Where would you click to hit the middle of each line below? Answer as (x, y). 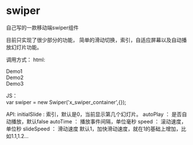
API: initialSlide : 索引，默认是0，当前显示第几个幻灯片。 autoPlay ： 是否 (94, 114)
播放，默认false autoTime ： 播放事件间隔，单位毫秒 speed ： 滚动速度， (99, 121)
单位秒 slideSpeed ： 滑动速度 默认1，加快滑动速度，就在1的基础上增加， (94, 129)
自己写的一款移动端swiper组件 (42, 27)
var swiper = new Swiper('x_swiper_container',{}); (66, 102)
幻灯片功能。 (26, 47)
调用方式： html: (26, 59)
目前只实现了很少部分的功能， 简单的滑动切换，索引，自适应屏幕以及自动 (94, 40)
